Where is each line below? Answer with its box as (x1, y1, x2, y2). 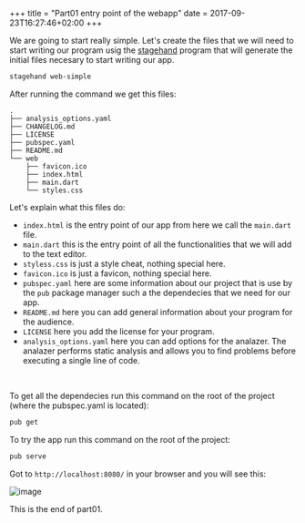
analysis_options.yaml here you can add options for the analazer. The (22, 335, 287, 346)
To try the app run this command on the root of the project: (9, 434, 230, 445)
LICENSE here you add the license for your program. (22, 325, 216, 336)
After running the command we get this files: (9, 88, 177, 99)
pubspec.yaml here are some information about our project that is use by (22, 277, 293, 288)
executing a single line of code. (22, 354, 140, 365)
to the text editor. (22, 248, 87, 259)
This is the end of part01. (9, 503, 103, 514)
